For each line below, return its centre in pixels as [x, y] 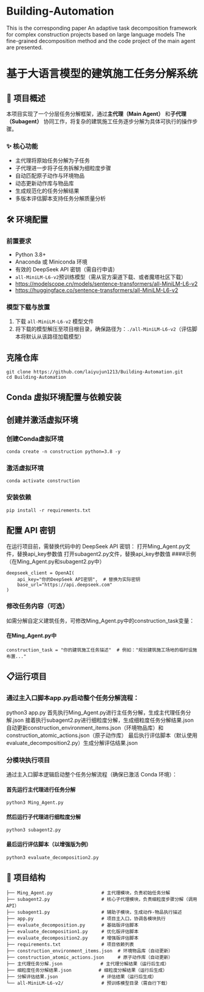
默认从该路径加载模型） [55, 337]
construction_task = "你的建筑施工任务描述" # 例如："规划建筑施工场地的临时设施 [102, 650]
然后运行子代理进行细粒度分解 [43, 817]
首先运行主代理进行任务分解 [41, 789]
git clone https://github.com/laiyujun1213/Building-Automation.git [95, 372]
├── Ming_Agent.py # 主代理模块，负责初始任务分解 [88, 893]
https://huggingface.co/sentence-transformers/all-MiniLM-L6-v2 [97, 290]
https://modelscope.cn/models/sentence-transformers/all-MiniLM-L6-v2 [106, 284]
